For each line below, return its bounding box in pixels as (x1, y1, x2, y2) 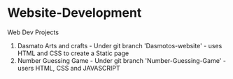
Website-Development (7, 5, 142, 21)
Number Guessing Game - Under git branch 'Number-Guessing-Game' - (17, 56, 226, 64)
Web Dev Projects (7, 28, 59, 36)
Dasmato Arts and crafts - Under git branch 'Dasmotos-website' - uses (17, 41, 223, 50)
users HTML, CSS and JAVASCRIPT (17, 64, 120, 72)
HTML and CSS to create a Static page (17, 49, 129, 57)
